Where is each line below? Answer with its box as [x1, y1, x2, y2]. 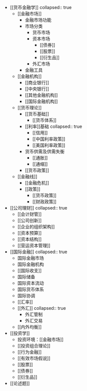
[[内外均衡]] [17, 324, 42, 330]
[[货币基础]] [24, 111, 49, 117]
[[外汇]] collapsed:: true [17, 305, 66, 311]
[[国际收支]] [17, 268, 42, 273]
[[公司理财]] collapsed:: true [9, 205, 67, 211]
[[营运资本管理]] [17, 243, 51, 248]
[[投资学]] [9, 330, 30, 336]
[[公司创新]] [17, 218, 42, 223]
